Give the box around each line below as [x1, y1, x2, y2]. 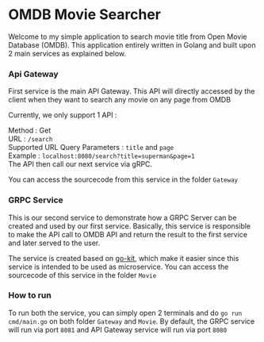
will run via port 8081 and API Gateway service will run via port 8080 [8, 325, 228, 334]
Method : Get [8, 125, 52, 136]
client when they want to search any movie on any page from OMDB [8, 95, 231, 105]
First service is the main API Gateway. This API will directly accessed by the [8, 86, 255, 96]
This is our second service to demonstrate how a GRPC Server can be [8, 213, 237, 222]
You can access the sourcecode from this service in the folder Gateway [8, 175, 239, 184]
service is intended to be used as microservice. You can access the [8, 262, 229, 271]
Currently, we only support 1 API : [8, 110, 117, 120]
